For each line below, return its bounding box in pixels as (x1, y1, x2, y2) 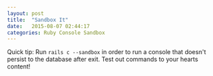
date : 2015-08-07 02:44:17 (7, 23, 90, 29)
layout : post (7, 10, 44, 17)
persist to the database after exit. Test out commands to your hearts (7, 55, 199, 64)
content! (7, 62, 31, 71)
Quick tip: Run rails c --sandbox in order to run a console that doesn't (7, 48, 206, 56)
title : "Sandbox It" (7, 16, 69, 23)
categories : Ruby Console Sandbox (7, 29, 106, 36)
